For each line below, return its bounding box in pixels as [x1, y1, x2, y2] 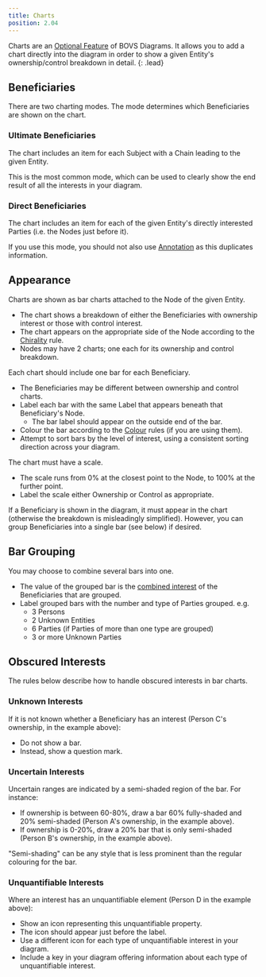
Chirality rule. [19, 335, 64, 345]
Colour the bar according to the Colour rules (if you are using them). [19, 425, 243, 434]
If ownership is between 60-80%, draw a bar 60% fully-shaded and [19, 808, 242, 817]
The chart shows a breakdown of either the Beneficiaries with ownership [19, 310, 258, 319]
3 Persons [31, 607, 65, 616]
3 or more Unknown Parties [31, 632, 121, 642]
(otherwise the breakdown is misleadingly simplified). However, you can [8, 513, 244, 523]
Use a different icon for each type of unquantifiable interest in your [19, 936, 239, 945]
